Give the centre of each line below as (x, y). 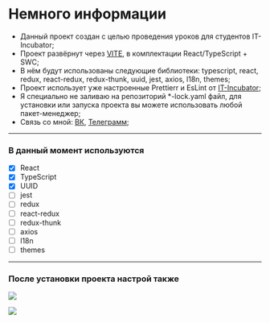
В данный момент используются (76, 150)
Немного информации (88, 14)
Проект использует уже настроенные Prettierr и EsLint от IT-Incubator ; (140, 87)
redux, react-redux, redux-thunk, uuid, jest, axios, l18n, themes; (125, 79)
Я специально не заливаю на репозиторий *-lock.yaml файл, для (131, 96)
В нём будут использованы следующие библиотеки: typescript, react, (139, 70)
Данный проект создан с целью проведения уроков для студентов (135, 36)
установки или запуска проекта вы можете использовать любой (131, 105)
